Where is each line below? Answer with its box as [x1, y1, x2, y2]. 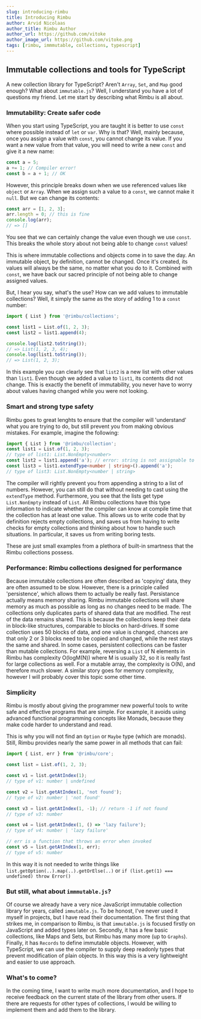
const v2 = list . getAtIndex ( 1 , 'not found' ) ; [6, 789, 122, 795]
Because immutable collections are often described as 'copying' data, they [6, 577, 191, 584]
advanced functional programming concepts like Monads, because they [6, 714, 184, 722]
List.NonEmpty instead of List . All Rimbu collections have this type [6, 498, 171, 506]
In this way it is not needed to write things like [6, 860, 119, 867]
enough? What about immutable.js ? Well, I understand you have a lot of [6, 87, 183, 94]
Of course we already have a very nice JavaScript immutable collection [6, 901, 182, 908]
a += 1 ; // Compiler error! [6, 165, 77, 171]
